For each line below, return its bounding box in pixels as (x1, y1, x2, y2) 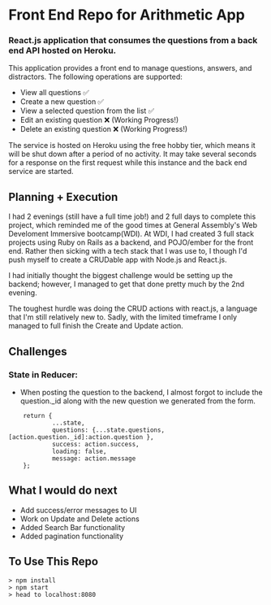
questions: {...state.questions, (51, 425, 165, 434)
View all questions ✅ (19, 88, 89, 98)
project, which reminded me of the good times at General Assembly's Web (8, 220, 258, 230)
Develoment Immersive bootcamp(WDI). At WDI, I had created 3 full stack (8, 229, 254, 239)
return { (23, 411, 53, 420)
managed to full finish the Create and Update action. (8, 321, 184, 331)
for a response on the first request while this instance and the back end (8, 158, 247, 168)
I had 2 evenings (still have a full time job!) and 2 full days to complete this (8, 211, 256, 221)
